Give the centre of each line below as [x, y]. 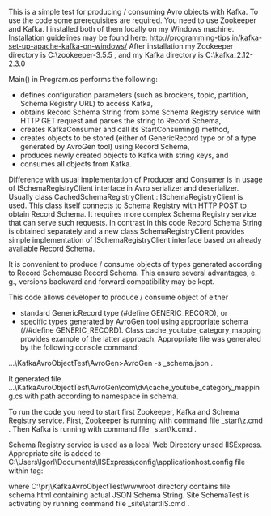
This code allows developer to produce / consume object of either [119, 297]
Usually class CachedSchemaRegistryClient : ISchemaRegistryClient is [126, 197]
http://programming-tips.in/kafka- [206, 37]
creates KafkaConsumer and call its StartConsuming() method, [125, 129]
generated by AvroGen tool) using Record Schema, [105, 146]
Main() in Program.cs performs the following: [83, 79]
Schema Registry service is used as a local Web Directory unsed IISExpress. [135, 445]
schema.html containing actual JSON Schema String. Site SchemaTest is [129, 495]
